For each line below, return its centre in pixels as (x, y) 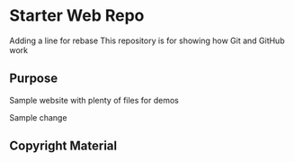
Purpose (34, 79)
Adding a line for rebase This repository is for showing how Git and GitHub (147, 40)
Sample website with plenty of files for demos (94, 100)
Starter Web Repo (77, 16)
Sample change (38, 117)
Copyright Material (63, 146)
